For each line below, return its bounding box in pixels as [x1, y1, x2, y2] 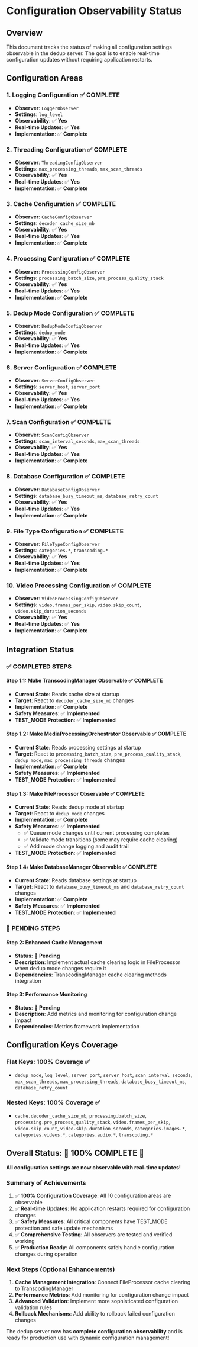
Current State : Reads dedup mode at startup [14, 803, 124, 811]
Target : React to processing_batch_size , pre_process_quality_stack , [14, 750, 182, 757]
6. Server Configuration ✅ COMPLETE [6, 363, 117, 371]
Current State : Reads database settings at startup [14, 877, 137, 884]
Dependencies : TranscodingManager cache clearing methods [14, 971, 167, 978]
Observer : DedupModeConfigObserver [14, 322, 103, 329]
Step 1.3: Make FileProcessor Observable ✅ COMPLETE [6, 790, 145, 797]
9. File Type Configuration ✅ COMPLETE [6, 527, 124, 535]
